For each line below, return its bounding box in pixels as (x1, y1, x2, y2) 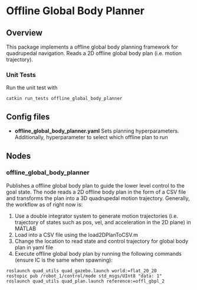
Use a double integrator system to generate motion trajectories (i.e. (14, 212, 179, 220)
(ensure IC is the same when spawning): (14, 256, 113, 263)
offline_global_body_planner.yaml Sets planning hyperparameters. (14, 127, 179, 134)
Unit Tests (6, 70, 37, 79)
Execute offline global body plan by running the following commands (14, 250, 182, 257)
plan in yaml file (14, 244, 53, 251)
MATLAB (14, 225, 37, 232)
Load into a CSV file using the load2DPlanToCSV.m (14, 231, 139, 238)
